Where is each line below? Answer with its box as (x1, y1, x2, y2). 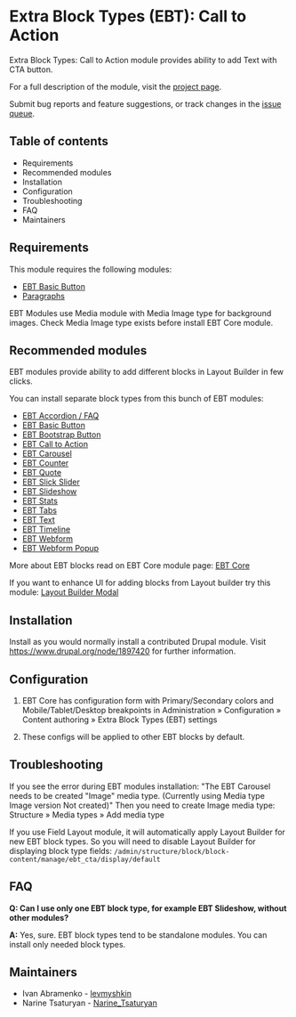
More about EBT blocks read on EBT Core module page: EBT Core (9, 560, 251, 571)
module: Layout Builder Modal (9, 587, 119, 598)
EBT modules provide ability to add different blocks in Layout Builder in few (9, 367, 284, 378)
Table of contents (9, 134, 108, 149)
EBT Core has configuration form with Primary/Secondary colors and (21, 696, 274, 705)
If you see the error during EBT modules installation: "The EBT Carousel (9, 781, 271, 792)
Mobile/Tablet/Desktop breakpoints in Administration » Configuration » (21, 705, 282, 715)
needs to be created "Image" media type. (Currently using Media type (9, 790, 265, 801)
